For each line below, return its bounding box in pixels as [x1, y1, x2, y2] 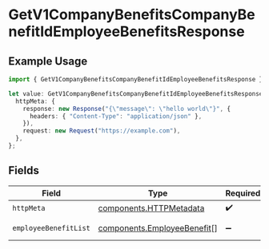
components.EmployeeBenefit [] [98, 222, 218, 233]
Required [225, 188, 261, 199]
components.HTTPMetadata [98, 203, 205, 214]
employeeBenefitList [12, 223, 90, 232]
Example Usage [8, 54, 88, 68]
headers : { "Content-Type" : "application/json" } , [29, 112, 203, 121]
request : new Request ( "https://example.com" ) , [22, 127, 181, 135]
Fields [8, 164, 40, 177]
